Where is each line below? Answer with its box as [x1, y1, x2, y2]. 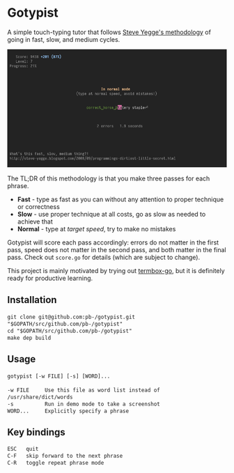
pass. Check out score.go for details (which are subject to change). [7, 253, 201, 262]
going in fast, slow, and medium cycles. [7, 35, 120, 43]
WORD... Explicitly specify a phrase [7, 408, 130, 414]
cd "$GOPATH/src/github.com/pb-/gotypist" [7, 327, 132, 334]
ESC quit [7, 446, 39, 453]
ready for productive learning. [7, 274, 93, 283]
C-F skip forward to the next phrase [7, 453, 123, 460]
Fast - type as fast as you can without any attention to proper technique [17, 195, 224, 203]
